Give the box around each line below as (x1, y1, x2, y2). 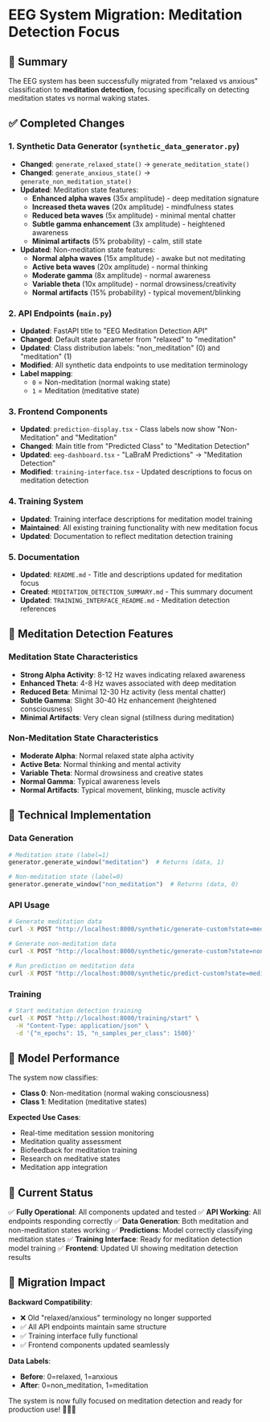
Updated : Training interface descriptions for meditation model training (19, 514, 253, 524)
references (19, 603, 56, 613)
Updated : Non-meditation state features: (19, 244, 155, 255)
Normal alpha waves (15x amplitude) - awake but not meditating (31, 253, 246, 263)
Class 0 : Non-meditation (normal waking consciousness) (19, 1088, 210, 1098)
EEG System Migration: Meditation (8, 6, 243, 24)
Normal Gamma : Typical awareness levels (19, 776, 161, 786)
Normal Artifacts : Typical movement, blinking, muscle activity (19, 785, 227, 794)
